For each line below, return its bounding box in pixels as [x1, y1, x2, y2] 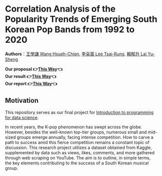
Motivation [5, 96, 39, 105]
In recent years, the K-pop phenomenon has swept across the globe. [5, 124, 142, 129]
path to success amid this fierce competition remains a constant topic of [5, 139, 149, 145]
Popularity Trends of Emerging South [5, 14, 158, 25]
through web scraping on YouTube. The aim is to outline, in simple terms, [5, 155, 151, 160]
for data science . [5, 114, 39, 120]
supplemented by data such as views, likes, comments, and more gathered [5, 149, 155, 156]
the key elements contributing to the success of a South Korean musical [5, 160, 149, 166]
